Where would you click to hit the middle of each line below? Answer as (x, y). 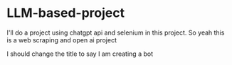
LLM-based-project (66, 13)
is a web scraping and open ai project (62, 40)
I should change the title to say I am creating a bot (80, 54)
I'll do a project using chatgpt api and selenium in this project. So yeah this (116, 32)
